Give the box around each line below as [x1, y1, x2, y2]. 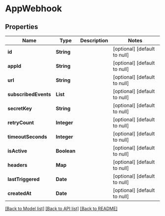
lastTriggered [7, 176, 40, 183]
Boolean [55, 148, 76, 154]
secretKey [7, 105, 32, 112]
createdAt [7, 190, 32, 197]
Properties [5, 23, 38, 31]
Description [80, 37, 109, 44]
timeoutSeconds [7, 133, 48, 140]
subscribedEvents [7, 91, 52, 97]
